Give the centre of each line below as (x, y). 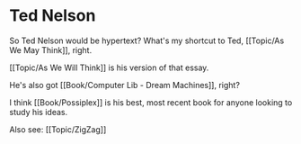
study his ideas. (39, 112)
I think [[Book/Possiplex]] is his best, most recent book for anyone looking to (151, 102)
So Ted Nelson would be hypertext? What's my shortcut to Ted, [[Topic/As (147, 40)
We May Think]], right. (51, 49)
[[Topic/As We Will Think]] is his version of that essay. (109, 67)
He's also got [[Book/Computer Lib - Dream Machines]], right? (125, 85)
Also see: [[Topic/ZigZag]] (58, 129)
